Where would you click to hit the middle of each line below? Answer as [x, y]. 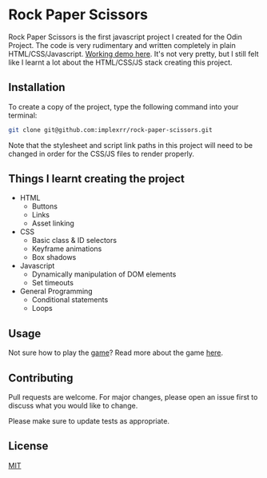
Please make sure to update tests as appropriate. [89, 421]
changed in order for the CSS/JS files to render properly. [101, 153]
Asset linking [53, 223]
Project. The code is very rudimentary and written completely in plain [122, 45]
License [28, 446]
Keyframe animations [67, 249]
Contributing [41, 378]
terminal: [23, 115]
